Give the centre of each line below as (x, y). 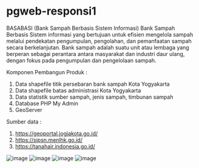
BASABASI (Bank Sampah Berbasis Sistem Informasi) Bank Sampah (91, 28)
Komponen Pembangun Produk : (47, 72)
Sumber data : (24, 121)
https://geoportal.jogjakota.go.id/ (56, 133)
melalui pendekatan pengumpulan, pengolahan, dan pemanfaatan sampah (99, 41)
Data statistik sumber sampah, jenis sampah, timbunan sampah (94, 97)
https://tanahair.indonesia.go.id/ (55, 146)
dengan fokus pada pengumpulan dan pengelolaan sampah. (81, 60)
